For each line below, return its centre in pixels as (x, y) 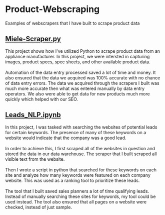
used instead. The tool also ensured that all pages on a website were (76, 201)
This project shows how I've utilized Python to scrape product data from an (83, 51)
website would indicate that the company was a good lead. (66, 138)
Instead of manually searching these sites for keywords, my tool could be (80, 196)
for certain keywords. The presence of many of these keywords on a (76, 132)
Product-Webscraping (52, 9)
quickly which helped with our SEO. (42, 99)
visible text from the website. (35, 159)
